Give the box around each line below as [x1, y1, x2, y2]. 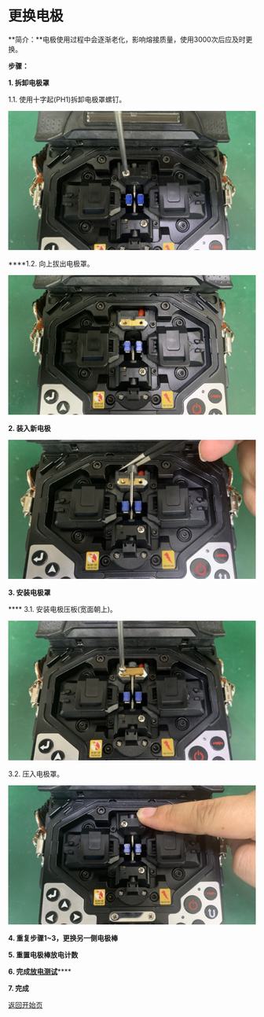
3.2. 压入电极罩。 [8, 768, 64, 779]
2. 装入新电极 [8, 423, 51, 433]
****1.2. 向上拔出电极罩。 [8, 259, 94, 268]
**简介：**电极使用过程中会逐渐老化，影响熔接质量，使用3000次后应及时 [8, 35, 246, 44]
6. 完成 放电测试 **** [8, 967, 72, 976]
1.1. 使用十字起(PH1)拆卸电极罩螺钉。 [8, 94, 126, 104]
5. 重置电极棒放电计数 [8, 950, 79, 960]
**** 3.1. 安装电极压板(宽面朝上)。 [8, 605, 118, 614]
